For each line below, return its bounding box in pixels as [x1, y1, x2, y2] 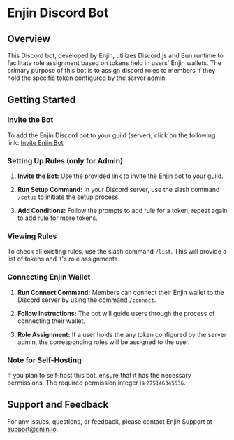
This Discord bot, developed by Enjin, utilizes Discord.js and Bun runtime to [7, 51, 224, 60]
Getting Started [7, 94, 76, 106]
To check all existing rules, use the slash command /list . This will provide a [7, 247, 227, 256]
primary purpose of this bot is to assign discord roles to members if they [7, 67, 216, 74]
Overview [7, 33, 51, 45]
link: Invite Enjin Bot [7, 138, 64, 146]
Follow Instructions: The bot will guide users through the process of [17, 309, 215, 317]
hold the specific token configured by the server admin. [7, 74, 168, 82]
